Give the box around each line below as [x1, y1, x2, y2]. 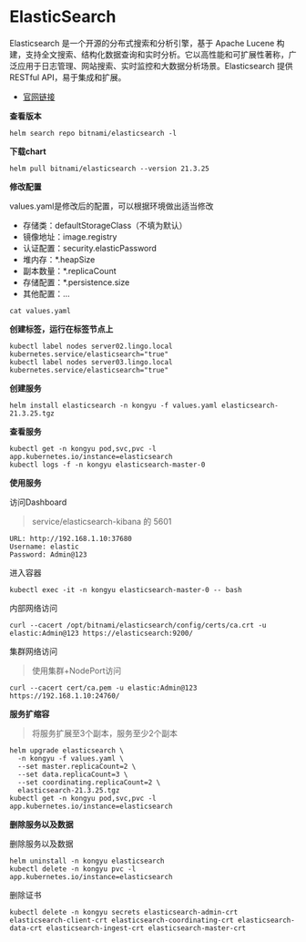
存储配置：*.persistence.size [22, 276, 130, 288]
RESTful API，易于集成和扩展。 [9, 71, 127, 83]
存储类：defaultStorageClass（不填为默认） [22, 220, 188, 230]
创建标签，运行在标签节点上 [9, 323, 114, 334]
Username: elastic [9, 542, 79, 551]
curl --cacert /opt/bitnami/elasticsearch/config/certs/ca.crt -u [9, 620, 267, 630]
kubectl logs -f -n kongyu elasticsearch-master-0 [9, 460, 206, 469]
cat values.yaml [9, 306, 71, 315]
